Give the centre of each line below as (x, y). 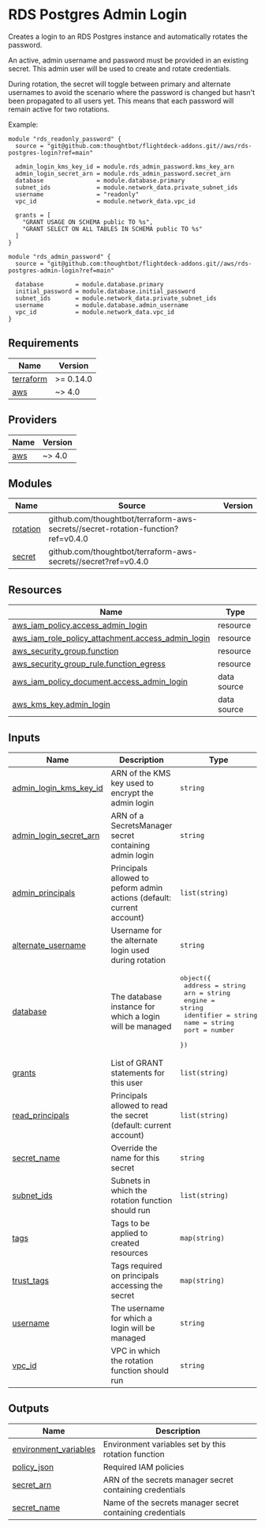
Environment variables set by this (164, 1444)
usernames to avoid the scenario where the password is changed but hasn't (132, 92)
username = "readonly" (77, 194)
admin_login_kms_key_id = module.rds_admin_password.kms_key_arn (125, 167)
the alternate (134, 940)
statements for (138, 1073)
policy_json (33, 1467)
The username (138, 1308)
